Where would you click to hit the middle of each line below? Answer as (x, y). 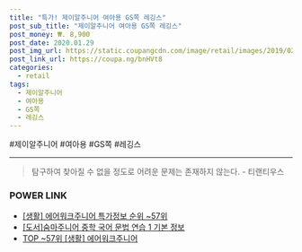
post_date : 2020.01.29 (52, 43)
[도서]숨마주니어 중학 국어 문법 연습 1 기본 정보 (103, 227)
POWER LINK (38, 196)
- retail (34, 76)
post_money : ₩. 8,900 (50, 34)
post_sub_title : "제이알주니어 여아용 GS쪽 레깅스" (96, 26)
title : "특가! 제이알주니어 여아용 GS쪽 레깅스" (88, 17)
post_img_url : (36, 51)
